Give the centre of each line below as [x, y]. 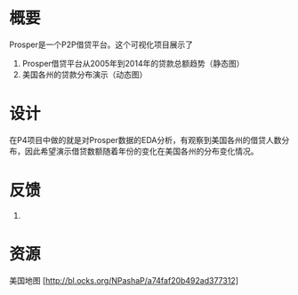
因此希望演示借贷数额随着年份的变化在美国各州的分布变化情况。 [141, 151]
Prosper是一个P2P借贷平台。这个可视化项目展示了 [101, 44]
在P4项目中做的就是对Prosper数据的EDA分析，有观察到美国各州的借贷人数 [145, 140]
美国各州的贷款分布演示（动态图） [85, 74]
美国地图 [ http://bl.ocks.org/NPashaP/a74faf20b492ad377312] [124, 280]
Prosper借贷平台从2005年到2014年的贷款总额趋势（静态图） [133, 63]
